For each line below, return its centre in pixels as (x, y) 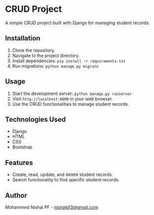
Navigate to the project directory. (46, 55)
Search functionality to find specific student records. (66, 180)
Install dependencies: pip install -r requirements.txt (69, 61)
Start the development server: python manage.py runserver (72, 93)
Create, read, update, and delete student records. (63, 174)
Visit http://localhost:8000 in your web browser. (62, 99)
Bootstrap (22, 147)
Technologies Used (35, 119)
